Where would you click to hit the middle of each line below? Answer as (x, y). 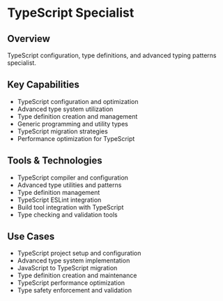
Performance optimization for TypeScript (76, 138)
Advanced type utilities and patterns (69, 185)
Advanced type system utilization (65, 109)
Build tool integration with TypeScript (70, 207)
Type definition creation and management (77, 116)
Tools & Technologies (55, 161)
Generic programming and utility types (73, 124)
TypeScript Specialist (71, 13)
